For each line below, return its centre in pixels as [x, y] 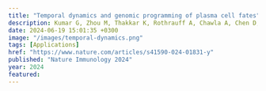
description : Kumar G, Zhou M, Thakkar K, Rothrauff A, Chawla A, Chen [129, 23]
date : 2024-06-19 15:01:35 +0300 [63, 30]
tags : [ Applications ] [44, 45]
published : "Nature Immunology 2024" [70, 60]
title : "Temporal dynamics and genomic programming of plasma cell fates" [134, 15]
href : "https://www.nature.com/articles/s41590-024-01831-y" [111, 52]
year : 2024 [26, 67]
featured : [25, 74]
